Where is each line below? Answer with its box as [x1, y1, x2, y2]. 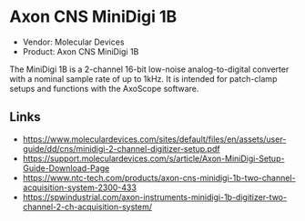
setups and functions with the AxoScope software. [9, 83, 199, 94]
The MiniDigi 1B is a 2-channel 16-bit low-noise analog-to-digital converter [9, 64, 290, 75]
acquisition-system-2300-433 [22, 182, 137, 193]
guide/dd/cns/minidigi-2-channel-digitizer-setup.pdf [22, 143, 220, 154]
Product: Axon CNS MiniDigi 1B [22, 45, 139, 56]
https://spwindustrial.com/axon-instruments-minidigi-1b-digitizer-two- [22, 191, 288, 202]
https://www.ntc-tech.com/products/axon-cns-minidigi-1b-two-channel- [22, 172, 296, 183]
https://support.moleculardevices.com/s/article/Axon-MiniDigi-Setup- [22, 153, 285, 164]
